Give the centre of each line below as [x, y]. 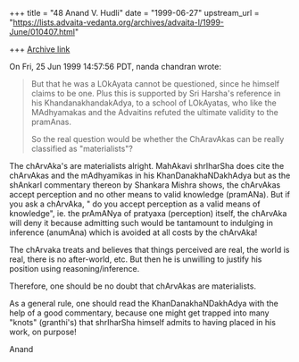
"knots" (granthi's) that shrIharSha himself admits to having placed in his [143, 322]
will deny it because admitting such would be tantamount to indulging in [141, 223]
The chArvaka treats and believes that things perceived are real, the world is [149, 250]
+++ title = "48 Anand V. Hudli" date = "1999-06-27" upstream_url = [134, 13]
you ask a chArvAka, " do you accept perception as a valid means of [135, 204]
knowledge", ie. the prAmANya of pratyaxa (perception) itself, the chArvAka [148, 213]
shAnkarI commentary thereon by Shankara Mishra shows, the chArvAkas [145, 185]
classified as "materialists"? [82, 148]
